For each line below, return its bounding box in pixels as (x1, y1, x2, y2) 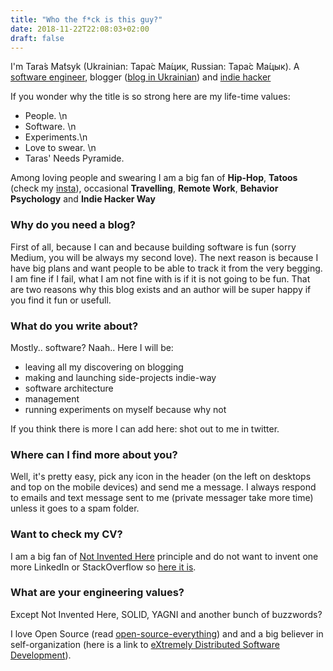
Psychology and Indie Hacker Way (10, 193, 156, 205)
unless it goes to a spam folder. (10, 502, 140, 515)
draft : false (10, 33, 65, 43)
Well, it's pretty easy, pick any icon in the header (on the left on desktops (10, 471, 312, 483)
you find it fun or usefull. (10, 294, 112, 306)
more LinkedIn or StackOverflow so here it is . (10, 561, 197, 573)
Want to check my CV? (10, 527, 123, 541)
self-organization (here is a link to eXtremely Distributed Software (10, 638, 280, 650)
